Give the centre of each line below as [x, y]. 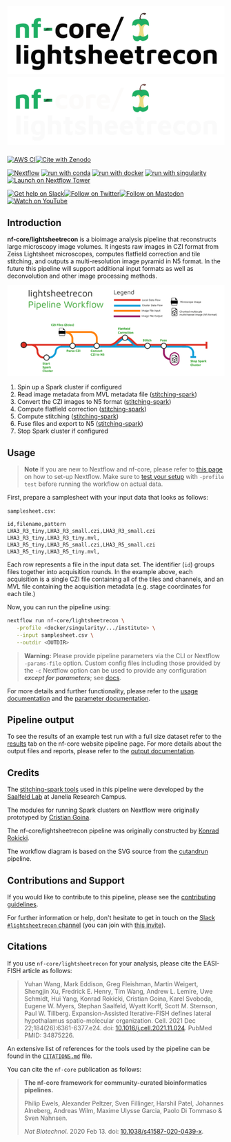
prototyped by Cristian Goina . [49, 817]
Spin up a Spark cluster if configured [69, 387]
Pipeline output [41, 720]
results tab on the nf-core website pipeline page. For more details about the [114, 744]
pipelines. [39, 1090]
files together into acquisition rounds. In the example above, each [100, 572]
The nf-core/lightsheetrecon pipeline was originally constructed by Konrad [113, 831]
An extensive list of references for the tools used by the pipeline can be [109, 1048]
